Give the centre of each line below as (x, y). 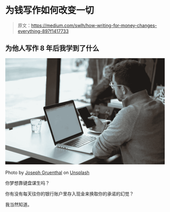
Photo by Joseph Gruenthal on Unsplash (47, 172)
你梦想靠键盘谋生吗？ (27, 183)
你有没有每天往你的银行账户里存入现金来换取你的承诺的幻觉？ (70, 194)
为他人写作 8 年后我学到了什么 (52, 48)
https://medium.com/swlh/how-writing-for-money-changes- (94, 25)
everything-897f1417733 (43, 31)
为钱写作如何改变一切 (50, 10)
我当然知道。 (18, 205)
